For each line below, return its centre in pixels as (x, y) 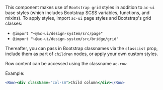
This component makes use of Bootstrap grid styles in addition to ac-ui (80, 7)
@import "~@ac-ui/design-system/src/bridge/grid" (66, 39)
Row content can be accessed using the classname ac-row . (67, 63)
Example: (15, 73)
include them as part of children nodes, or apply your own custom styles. (82, 54)
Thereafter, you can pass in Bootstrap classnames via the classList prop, (81, 48)
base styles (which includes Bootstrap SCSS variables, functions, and (77, 13)
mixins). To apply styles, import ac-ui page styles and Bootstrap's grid (78, 18)
